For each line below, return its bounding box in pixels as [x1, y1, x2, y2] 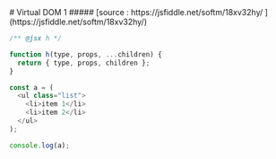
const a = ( [9, 83, 54, 92]
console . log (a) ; [9, 141, 70, 150]
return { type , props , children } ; [17, 58, 151, 67]
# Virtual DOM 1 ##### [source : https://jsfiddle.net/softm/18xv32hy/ [9, 7, 263, 17]
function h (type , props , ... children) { [9, 49, 163, 59]
